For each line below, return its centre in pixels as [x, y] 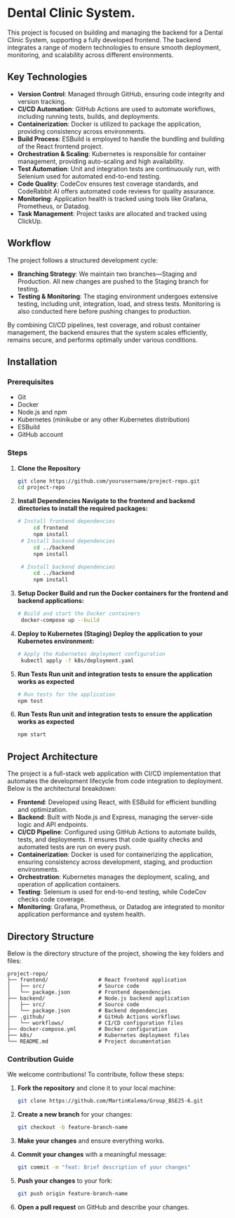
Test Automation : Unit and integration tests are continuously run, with [119, 169]
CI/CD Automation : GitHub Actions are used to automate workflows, [116, 109]
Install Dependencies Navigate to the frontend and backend [106, 501]
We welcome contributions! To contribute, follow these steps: [96, 1074]
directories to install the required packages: [83, 509]
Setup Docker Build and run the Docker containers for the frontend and [123, 593]
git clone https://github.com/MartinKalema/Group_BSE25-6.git [110, 1101]
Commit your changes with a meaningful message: [92, 1154]
